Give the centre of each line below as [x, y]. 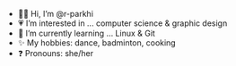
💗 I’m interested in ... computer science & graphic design [122, 23]
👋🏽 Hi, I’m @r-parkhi [56, 14]
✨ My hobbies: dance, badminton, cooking [97, 43]
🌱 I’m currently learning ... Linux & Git [86, 33]
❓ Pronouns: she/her [56, 53]
